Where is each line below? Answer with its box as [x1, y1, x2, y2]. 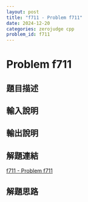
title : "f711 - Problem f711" [6, 15, 83, 21]
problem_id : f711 [6, 32, 50, 38]
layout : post [6, 8, 39, 15]
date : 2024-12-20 [6, 20, 50, 26]
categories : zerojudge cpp [6, 25, 75, 32]
